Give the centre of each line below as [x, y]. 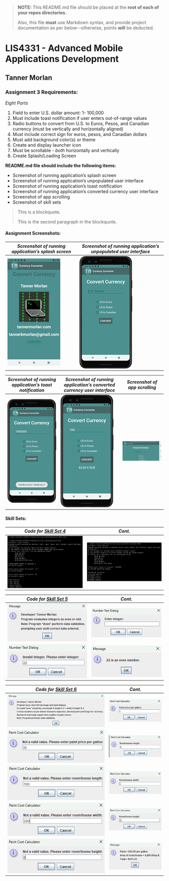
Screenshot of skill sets [37, 202]
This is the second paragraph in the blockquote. [67, 221]
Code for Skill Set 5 [47, 599]
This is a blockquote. [39, 212]
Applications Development [62, 59]
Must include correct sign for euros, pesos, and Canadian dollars [80, 134]
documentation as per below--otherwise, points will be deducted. [86, 28]
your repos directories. [42, 13]
